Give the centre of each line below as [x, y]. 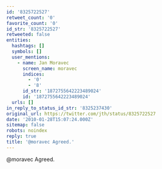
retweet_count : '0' [31, 18]
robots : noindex [27, 131]
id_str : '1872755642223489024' [62, 91]
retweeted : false [28, 35]
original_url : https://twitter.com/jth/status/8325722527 [81, 114]
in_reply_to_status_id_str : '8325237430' [59, 108]
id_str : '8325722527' [34, 29]
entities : [19, 40]
